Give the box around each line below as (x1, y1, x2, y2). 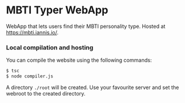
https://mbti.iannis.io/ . (6, 29, 59, 35)
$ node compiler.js (6, 73, 54, 79)
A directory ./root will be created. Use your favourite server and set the (6, 84, 179, 91)
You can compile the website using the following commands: (6, 56, 152, 64)
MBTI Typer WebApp (6, 3, 109, 17)
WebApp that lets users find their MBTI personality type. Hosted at (6, 23, 166, 30)
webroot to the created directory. (6, 90, 86, 97)
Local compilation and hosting (6, 43, 93, 51)
